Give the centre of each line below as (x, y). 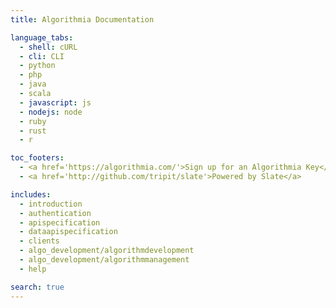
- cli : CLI (42, 56)
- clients (39, 241)
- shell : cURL (48, 47)
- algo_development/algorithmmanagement (104, 260)
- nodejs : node (51, 112)
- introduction (51, 204)
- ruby (33, 121)
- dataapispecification (68, 232)
